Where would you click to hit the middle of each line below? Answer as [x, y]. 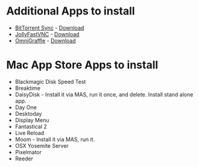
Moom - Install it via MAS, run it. [55, 139]
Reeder [24, 159]
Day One [26, 107]
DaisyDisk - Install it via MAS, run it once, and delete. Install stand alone [104, 94]
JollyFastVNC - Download [47, 34]
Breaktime [28, 88]
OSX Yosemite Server [42, 145]
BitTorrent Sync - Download [49, 28]
